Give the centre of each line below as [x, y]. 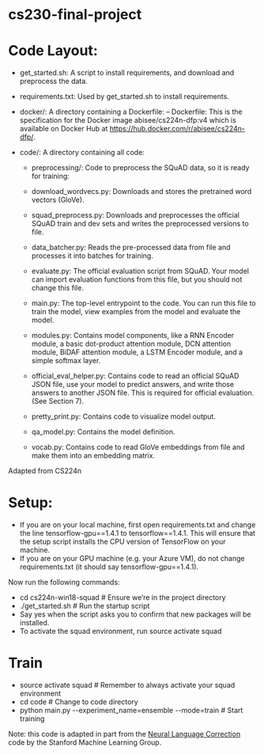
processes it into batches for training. [92, 256]
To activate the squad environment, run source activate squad [121, 632]
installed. [34, 623]
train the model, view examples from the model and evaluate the [136, 312]
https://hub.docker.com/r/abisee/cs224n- [177, 129]
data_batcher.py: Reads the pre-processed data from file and [131, 248]
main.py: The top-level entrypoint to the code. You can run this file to [144, 303]
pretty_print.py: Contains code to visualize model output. [123, 416]
